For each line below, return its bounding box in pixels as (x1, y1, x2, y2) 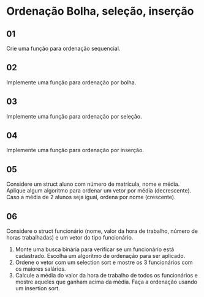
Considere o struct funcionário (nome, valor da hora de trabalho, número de (6, 227, 198, 235)
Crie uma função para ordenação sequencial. (6, 45, 121, 52)
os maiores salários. (15, 265, 66, 273)
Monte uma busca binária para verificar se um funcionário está (15, 246, 175, 253)
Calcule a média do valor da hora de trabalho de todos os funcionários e (15, 272, 198, 279)
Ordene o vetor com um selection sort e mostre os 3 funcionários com (15, 258, 193, 266)
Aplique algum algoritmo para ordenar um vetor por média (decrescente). (6, 187, 192, 194)
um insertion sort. (15, 285, 60, 292)
